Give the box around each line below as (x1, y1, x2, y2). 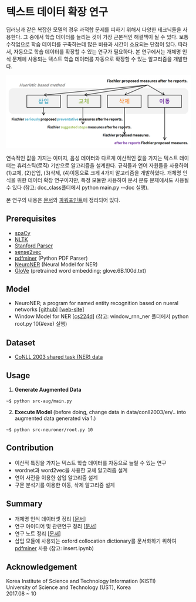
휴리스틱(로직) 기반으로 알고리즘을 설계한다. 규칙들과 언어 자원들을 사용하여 (16, 161, 189, 168)
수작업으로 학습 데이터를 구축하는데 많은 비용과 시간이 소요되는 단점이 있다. (6, 41, 177, 48)
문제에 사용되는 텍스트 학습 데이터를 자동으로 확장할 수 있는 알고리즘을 (12, 55, 172, 62)
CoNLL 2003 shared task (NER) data (14, 353, 103, 360)
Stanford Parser (14, 242, 53, 249)
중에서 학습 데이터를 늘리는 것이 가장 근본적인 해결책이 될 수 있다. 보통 (29, 33, 189, 40)
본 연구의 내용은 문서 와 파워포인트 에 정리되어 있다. (6, 196, 121, 203)
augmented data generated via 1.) (14, 415, 96, 422)
